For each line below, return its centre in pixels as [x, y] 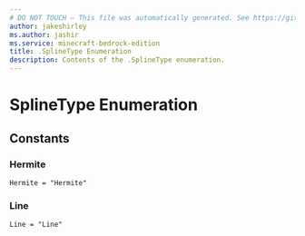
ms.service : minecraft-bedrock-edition [85, 43]
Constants [39, 138]
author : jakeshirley [49, 26]
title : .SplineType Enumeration [70, 52]
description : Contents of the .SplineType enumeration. [117, 60]
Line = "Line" [36, 225]
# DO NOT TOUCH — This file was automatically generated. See [129, 18]
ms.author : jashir [44, 34]
